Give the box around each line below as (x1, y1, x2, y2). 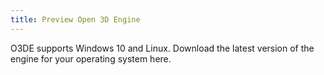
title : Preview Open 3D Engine (10, 14, 141, 25)
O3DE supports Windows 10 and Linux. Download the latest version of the (10, 42, 315, 54)
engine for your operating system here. (10, 52, 172, 65)
